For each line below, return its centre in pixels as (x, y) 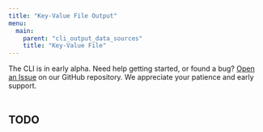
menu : (17, 23)
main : (25, 31)
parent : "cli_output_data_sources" (83, 38)
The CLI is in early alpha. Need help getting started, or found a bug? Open (131, 68)
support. (23, 86)
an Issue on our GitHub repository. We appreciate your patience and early (131, 77)
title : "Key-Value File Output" (63, 16)
